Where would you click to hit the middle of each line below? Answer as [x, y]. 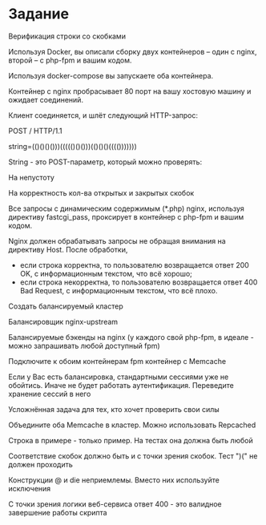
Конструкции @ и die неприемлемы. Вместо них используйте [114, 480]
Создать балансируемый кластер [66, 306]
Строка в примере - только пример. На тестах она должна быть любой [131, 440]
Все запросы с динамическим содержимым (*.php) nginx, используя [126, 208]
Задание [39, 14]
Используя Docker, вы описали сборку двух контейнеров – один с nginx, [133, 51]
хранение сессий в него [50, 394]
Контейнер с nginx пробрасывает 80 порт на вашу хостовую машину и [130, 91]
